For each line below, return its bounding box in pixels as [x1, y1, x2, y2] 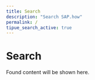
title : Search [6, 8, 41, 14]
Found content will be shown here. [6, 69, 90, 76]
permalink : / [6, 19, 38, 25]
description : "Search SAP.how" [6, 14, 83, 20]
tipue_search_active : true [6, 24, 72, 31]
